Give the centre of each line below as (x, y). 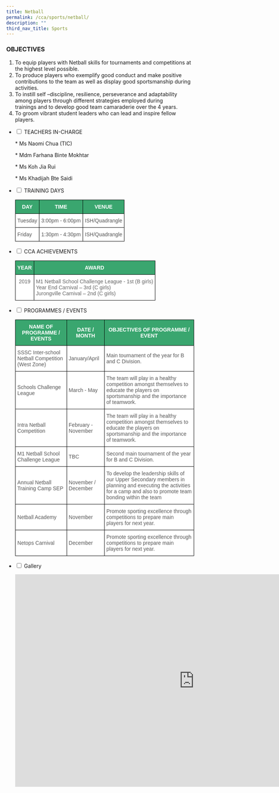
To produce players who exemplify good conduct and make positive (98, 75)
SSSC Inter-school (39, 352)
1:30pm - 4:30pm (61, 234)
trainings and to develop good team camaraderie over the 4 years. (96, 107)
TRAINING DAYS (44, 190)
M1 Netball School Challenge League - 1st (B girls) (94, 281)
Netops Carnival (36, 543)
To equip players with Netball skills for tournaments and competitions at (103, 62)
